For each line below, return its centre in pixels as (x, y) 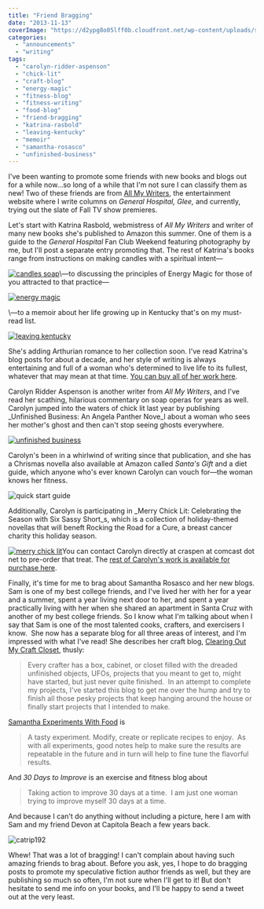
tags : (17, 60)
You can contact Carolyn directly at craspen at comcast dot (158, 552)
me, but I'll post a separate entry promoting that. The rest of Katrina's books (131, 250)
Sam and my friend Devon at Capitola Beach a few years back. (109, 825)
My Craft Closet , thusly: (46, 650)
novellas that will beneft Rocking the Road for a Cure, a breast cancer (121, 528)
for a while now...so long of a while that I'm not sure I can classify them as (128, 185)
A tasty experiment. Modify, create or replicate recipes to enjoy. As (136, 737)
